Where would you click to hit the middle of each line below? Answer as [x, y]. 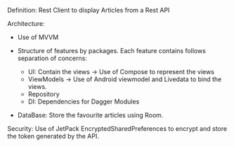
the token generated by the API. [53, 136]
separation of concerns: [52, 58]
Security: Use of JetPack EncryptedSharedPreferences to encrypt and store [117, 128]
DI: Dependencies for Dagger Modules [84, 101]
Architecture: [26, 23]
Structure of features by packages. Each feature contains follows [111, 51]
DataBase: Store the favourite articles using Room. [90, 115]
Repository [44, 94]
